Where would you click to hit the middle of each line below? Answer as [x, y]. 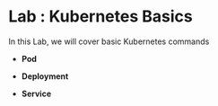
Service [36, 93]
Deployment [45, 76]
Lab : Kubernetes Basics [101, 17]
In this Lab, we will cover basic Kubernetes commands [109, 41]
